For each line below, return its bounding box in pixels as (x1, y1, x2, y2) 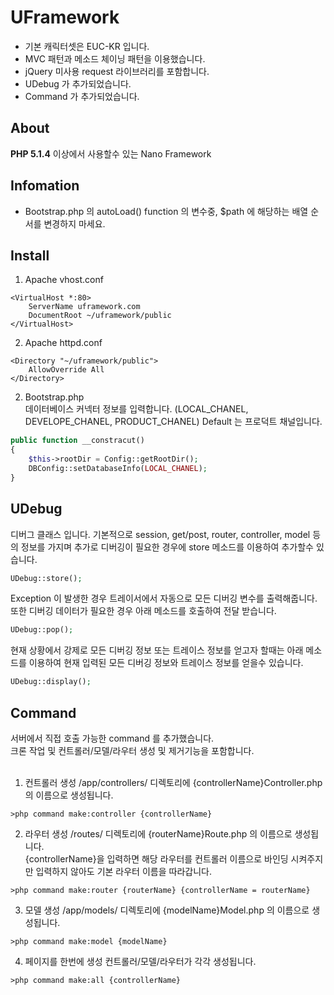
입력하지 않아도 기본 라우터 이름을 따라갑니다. (35, 866, 212, 877)
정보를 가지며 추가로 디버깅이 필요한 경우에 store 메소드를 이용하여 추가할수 (20, 541, 314, 553)
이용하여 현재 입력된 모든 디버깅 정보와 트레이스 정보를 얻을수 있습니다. (28, 657, 304, 669)
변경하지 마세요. (43, 217, 106, 230)
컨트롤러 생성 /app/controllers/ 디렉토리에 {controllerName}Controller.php (24, 777, 323, 788)
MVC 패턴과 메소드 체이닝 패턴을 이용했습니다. (24, 52, 206, 65)
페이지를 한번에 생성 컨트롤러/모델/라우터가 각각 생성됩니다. (24, 956, 257, 967)
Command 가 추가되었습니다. (24, 90, 140, 102)
